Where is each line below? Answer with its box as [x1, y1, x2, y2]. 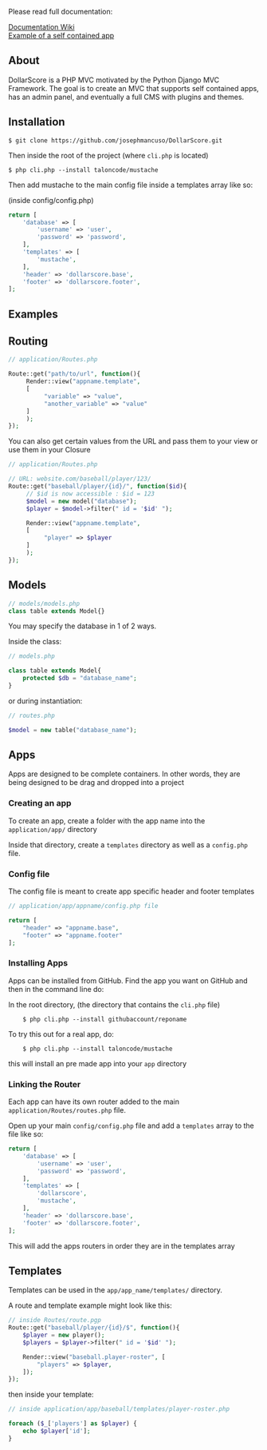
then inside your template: [8, 1390, 94, 1400]
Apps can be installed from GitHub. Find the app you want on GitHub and [8, 975, 249, 986]
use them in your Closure [8, 445, 91, 455]
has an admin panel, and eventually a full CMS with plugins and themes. [8, 92, 245, 102]
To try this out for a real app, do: [8, 1029, 114, 1038]
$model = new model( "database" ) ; [26, 497, 137, 505]
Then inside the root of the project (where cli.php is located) [8, 150, 209, 160]
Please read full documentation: [8, 7, 113, 16]
